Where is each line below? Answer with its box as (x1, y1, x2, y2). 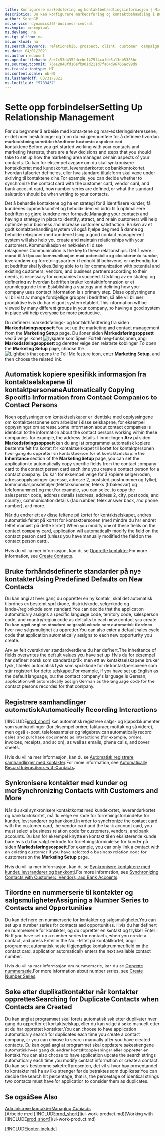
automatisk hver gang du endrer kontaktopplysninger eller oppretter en (5, 1047, 149, 1053)
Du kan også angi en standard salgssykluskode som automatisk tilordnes (5, 622, 153, 628)
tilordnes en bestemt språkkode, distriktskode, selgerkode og (5, 601, 129, 607)
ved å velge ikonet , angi (5, 335, 147, 341)
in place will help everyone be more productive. (5, 310, 102, 316)
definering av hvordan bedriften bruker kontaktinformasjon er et (5, 279, 134, 284)
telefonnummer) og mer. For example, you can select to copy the (5, 487, 135, 493)
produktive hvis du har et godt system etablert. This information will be (5, 299, 147, 305)
